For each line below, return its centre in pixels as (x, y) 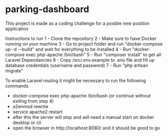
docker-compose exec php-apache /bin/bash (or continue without (81, 96)
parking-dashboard (47, 9)
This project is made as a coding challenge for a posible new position (77, 23)
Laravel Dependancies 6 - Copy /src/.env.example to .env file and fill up (80, 60)
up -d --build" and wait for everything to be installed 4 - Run (68, 49)
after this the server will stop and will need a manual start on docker (83, 117)
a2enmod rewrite (30, 106)
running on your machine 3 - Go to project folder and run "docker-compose (84, 43)
